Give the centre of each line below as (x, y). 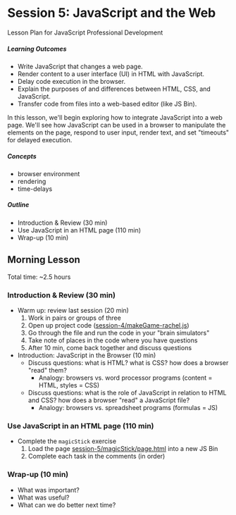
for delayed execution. (40, 139)
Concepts (22, 156)
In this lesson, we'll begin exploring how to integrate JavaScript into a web (115, 117)
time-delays (35, 189)
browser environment (49, 173)
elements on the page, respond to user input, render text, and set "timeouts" (118, 132)
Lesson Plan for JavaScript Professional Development (85, 32)
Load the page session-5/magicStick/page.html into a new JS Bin (123, 449)
